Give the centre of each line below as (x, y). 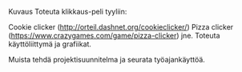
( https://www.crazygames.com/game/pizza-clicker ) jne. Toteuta (114, 36)
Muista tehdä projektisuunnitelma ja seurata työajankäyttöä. (107, 60)
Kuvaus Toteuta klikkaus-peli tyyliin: (68, 12)
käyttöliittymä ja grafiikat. (50, 44)
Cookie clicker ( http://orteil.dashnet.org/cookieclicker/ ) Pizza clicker (121, 27)
